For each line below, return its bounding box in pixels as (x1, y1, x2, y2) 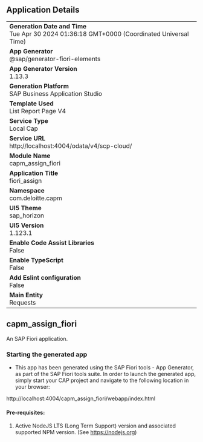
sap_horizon (9, 211, 44, 220)
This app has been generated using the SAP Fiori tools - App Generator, (14, 363, 195, 371)
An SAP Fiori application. (6, 335, 68, 342)
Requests (9, 298, 36, 306)
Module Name (9, 151, 51, 160)
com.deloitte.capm (9, 194, 62, 202)
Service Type (9, 116, 48, 125)
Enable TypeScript (9, 256, 63, 264)
